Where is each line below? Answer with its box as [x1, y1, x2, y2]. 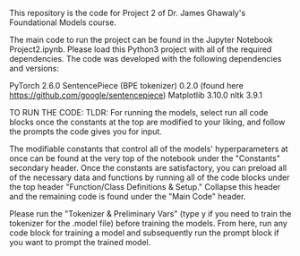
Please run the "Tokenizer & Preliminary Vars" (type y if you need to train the [9, 209, 292, 218]
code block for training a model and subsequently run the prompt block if [9, 227, 279, 238]
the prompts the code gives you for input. [9, 126, 163, 137]
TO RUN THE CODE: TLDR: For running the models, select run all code [9, 107, 269, 117]
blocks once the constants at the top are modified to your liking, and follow [9, 116, 286, 127]
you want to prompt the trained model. [9, 237, 151, 247]
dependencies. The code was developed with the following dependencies [9, 54, 282, 64]
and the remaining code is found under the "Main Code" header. [9, 192, 246, 201]
